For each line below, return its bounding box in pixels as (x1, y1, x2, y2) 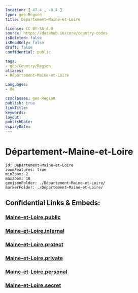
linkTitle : (5, 105, 28, 111)
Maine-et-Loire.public (5, 214, 61, 221)
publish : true (5, 100, 36, 105)
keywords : (5, 110, 26, 115)
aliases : (5, 68, 24, 74)
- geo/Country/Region (5, 63, 51, 68)
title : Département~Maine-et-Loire (5, 17, 81, 22)
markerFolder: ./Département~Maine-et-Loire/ (5, 185, 103, 190)
